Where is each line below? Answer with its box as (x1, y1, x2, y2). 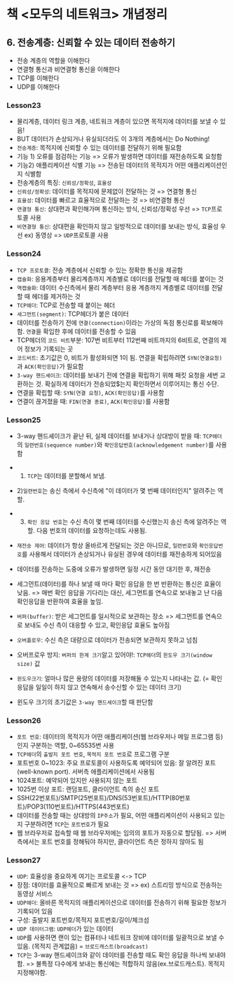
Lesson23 (6, 100, 41, 110)
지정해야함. (16, 968, 48, 977)
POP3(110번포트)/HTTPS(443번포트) (27, 802, 130, 811)
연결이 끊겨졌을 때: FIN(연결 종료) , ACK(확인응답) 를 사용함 (16, 397, 170, 405)
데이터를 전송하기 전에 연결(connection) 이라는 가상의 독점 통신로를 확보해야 (16, 318, 223, 326)
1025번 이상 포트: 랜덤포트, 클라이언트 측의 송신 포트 (16, 785, 160, 793)
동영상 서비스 (16, 890, 53, 898)
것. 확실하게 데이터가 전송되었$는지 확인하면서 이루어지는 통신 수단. (35, 379, 219, 388)
